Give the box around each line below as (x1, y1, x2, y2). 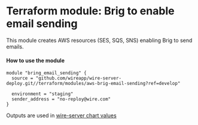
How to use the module (6, 57, 65, 64)
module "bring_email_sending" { (6, 70, 87, 76)
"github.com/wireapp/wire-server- (35, 75, 121, 81)
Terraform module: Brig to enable (6, 4, 175, 18)
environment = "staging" (11, 91, 74, 97)
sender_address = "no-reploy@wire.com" (11, 96, 111, 102)
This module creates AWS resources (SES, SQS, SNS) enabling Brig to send (6, 36, 193, 44)
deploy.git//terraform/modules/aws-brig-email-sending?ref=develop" (6, 81, 181, 87)
